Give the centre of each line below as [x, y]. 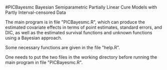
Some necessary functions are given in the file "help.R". [62, 47]
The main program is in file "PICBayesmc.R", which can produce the [75, 22]
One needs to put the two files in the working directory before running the [81, 57]
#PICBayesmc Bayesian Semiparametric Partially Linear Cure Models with [81, 7]
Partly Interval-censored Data [36, 12]
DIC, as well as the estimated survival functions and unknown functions [79, 33]
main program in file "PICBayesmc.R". [44, 62]
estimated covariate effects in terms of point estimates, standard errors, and [84, 27]
